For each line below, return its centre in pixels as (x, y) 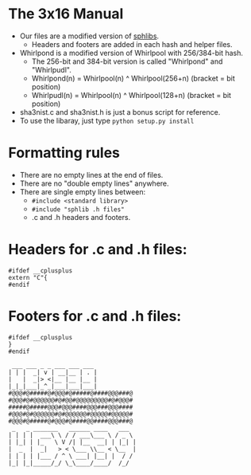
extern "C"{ (28, 277)
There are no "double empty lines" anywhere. (94, 183)
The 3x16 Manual (66, 14)
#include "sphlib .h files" (78, 209)
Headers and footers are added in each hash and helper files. (132, 44)
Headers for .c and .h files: (98, 250)
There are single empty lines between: (83, 191)
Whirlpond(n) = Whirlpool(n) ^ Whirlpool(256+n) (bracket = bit (133, 78)
